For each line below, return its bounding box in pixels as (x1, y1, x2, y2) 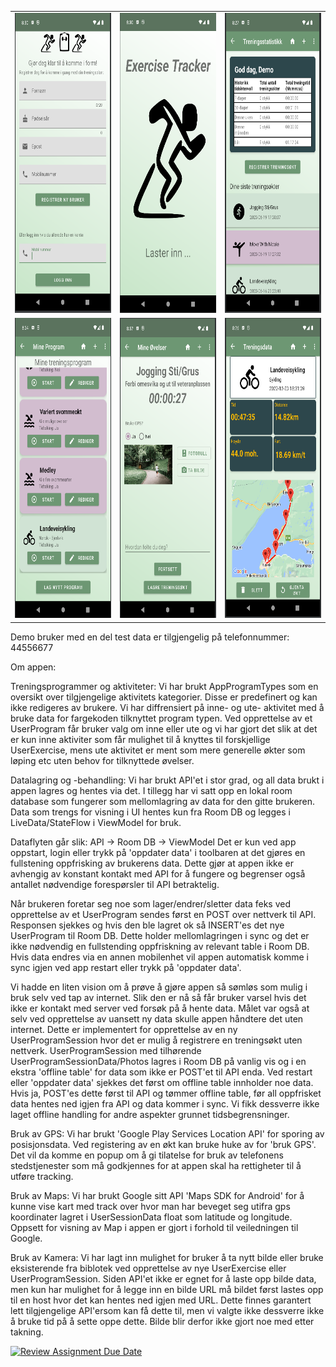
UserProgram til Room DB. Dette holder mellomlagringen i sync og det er (10, 929, 310, 941)
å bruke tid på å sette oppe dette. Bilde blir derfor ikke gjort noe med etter (10, 1315, 315, 1327)
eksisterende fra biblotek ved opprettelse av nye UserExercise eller (10, 1262, 287, 1274)
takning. (10, 1326, 44, 1338)
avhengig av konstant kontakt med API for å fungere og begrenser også (10, 867, 306, 880)
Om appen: (10, 661, 57, 673)
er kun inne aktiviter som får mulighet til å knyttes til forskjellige (10, 733, 271, 745)
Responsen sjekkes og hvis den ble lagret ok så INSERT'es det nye (10, 919, 285, 931)
